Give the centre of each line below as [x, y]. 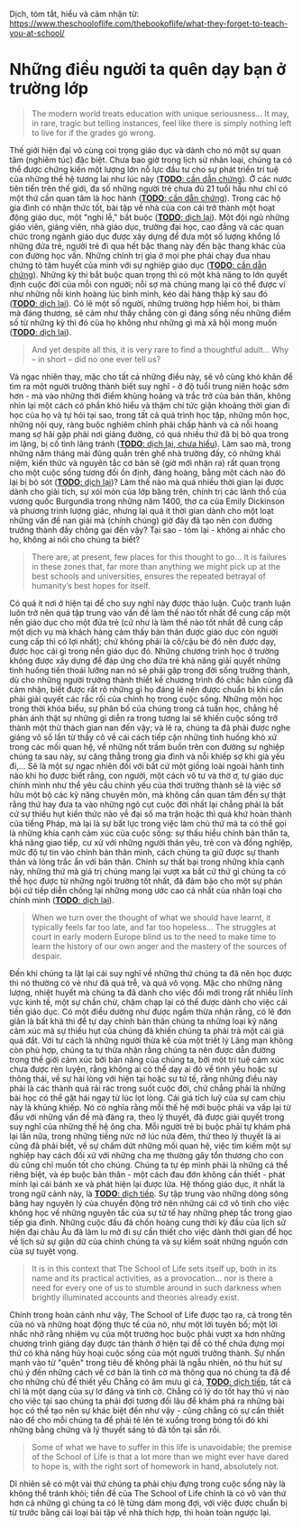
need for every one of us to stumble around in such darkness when [156, 1287]
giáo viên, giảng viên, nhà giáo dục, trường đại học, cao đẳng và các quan [147, 226]
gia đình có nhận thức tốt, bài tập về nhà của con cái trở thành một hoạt [142, 207]
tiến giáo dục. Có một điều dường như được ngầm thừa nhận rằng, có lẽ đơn [150, 1011]
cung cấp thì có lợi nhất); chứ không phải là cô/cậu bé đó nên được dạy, [143, 641]
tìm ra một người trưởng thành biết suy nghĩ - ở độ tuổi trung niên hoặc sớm [149, 386]
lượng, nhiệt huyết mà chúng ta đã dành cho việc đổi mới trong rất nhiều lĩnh [151, 992]
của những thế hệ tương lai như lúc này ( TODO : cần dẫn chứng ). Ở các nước [151, 178]
